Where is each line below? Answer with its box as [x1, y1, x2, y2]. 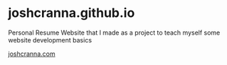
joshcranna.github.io [8, 5, 135, 21]
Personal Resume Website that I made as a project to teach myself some [8, 28, 221, 37]
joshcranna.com [8, 49, 56, 58]
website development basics [8, 35, 92, 44]
